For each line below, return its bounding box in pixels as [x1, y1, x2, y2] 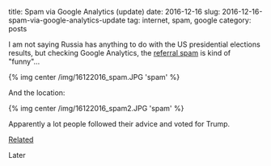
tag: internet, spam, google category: [127, 15, 252, 25]
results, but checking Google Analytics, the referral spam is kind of [8, 48, 231, 57]
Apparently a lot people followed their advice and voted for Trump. [8, 119, 231, 128]
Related [8, 135, 34, 144]
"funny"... [8, 56, 40, 66]
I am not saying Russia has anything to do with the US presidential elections [8, 39, 260, 49]
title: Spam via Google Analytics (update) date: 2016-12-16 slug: [8, 7, 221, 16]
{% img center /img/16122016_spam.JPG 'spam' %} [8, 73, 180, 81]
